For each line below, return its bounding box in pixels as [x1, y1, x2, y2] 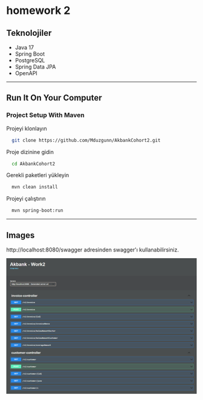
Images [6, 230, 35, 240]
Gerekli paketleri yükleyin [6, 172, 69, 179]
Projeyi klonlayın [6, 125, 47, 132]
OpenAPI [14, 70, 37, 76]
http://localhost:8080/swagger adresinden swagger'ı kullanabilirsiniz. [6, 246, 179, 253]
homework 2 [6, 4, 71, 18]
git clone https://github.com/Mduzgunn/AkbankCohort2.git [11, 137, 161, 143]
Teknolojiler [6, 28, 52, 38]
